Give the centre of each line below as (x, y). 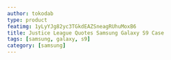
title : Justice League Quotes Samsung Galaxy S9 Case (86, 33)
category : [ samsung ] (37, 46)
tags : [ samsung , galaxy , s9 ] (49, 39)
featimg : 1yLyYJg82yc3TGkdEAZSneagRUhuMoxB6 (72, 26)
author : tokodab (30, 13)
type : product (27, 20)
